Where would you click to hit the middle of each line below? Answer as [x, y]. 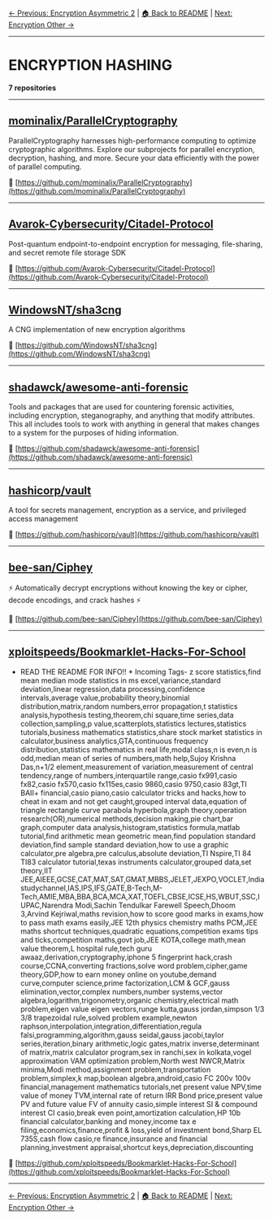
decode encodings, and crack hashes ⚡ [75, 600]
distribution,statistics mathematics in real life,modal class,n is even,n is [139, 750]
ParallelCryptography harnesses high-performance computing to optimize [132, 140]
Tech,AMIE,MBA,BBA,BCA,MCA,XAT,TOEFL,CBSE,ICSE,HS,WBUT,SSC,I [140, 896]
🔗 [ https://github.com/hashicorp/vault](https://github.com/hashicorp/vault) [134, 534]
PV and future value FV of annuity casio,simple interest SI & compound [139, 1104]
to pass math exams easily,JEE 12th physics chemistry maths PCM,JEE [139, 922]
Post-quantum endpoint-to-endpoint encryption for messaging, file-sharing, [136, 243]
